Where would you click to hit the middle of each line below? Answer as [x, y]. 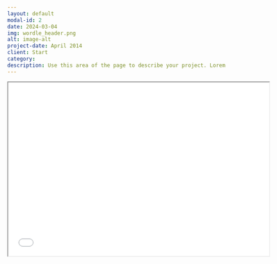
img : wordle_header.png [42, 33]
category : [22, 59]
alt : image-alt [29, 40]
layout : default [31, 14]
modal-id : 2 [24, 20]
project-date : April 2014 [45, 46]
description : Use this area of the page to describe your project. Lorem [117, 65]
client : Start [28, 53]
